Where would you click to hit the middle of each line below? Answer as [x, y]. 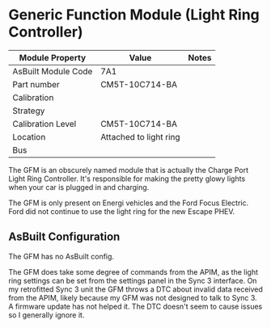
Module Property [53, 57]
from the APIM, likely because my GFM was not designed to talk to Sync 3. [133, 297]
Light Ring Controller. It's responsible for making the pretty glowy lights [127, 179]
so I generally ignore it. [47, 315]
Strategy [29, 111]
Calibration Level [44, 124]
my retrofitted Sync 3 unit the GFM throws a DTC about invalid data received [135, 289]
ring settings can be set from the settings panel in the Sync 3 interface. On [133, 280]
